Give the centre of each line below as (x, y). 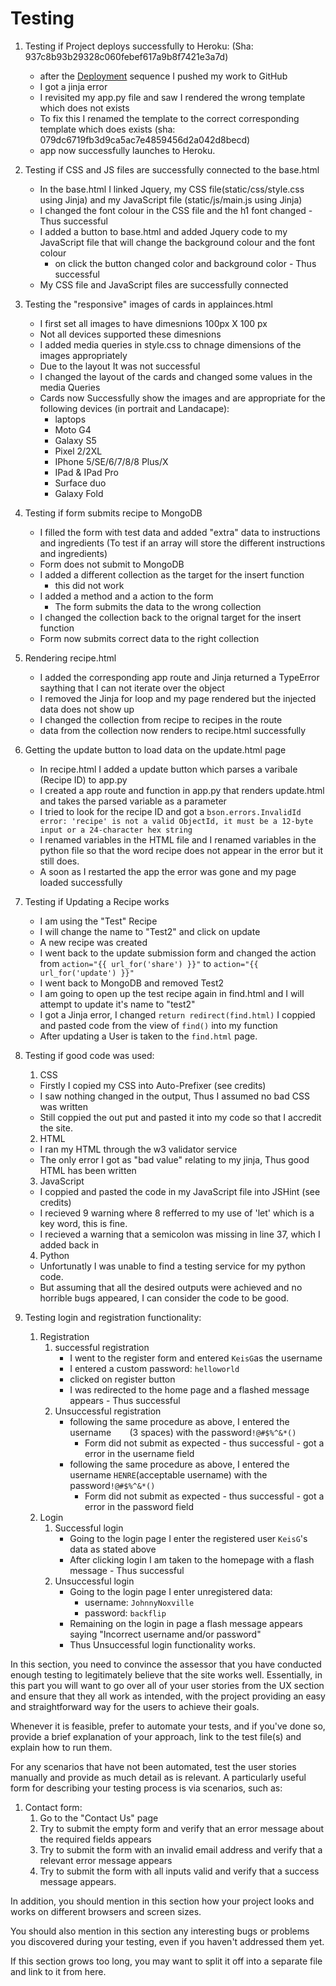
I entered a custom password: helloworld (154, 1368)
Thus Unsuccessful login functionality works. (163, 1644)
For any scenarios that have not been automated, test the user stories (153, 1766)
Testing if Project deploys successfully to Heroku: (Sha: (139, 46)
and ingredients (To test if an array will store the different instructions (182, 543)
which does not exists (84, 108)
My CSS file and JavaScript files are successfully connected (164, 284)
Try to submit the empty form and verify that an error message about (182, 1828)
